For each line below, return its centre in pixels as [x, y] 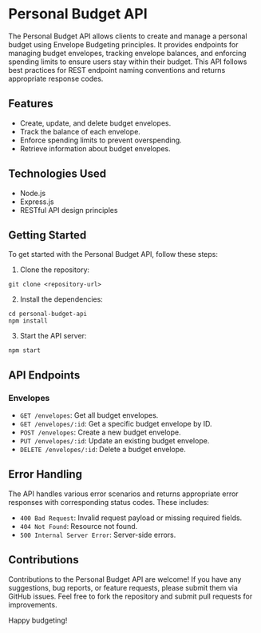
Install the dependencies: [61, 299]
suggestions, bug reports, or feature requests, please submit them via [123, 587]
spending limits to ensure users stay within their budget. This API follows [128, 62]
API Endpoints [44, 375]
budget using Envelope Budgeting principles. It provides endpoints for [123, 44]
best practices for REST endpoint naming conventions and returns [117, 70]
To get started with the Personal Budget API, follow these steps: [113, 254]
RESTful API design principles [69, 210]
